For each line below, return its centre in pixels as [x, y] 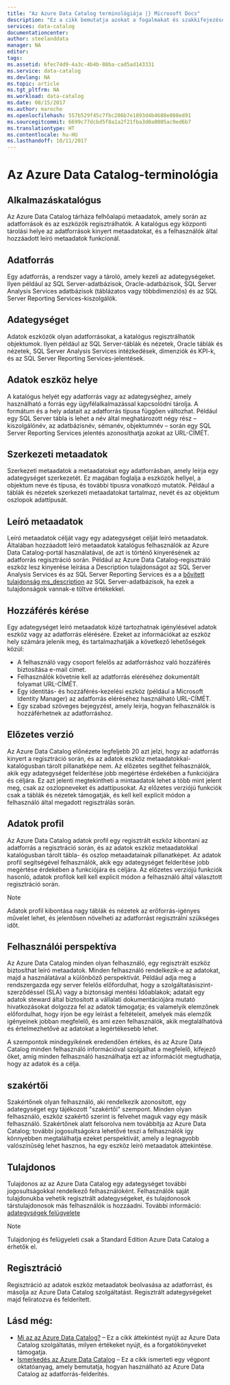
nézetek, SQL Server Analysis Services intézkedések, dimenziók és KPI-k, [111, 351]
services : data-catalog [41, 26]
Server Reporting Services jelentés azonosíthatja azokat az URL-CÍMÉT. [108, 433]
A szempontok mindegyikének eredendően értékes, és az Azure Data [105, 1042]
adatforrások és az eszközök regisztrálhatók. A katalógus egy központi [107, 224]
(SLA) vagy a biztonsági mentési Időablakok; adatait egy [126, 992]
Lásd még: [30, 1321]
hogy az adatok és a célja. [44, 1064]
